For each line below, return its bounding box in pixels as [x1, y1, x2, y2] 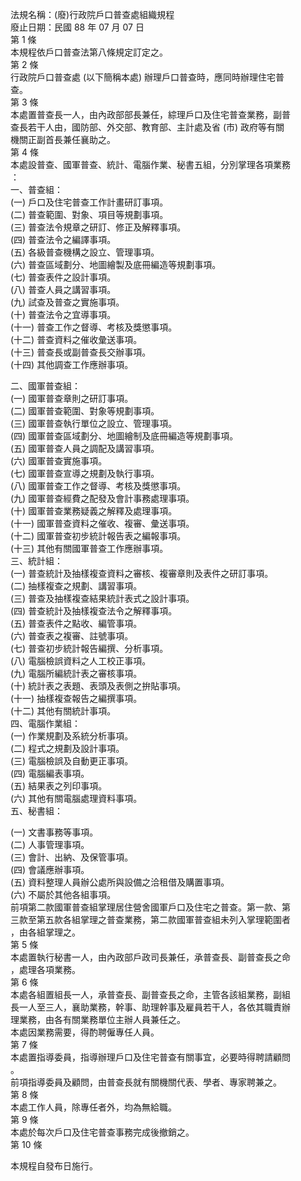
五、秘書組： [10, 805, 63, 817]
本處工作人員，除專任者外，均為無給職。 [10, 1101, 177, 1113]
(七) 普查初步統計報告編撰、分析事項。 [10, 643, 169, 654]
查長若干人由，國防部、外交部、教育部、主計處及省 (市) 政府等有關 [10, 121, 285, 133]
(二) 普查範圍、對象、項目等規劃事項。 [10, 209, 169, 220]
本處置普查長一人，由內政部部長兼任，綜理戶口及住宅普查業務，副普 [10, 109, 291, 120]
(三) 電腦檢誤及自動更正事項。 [10, 755, 134, 767]
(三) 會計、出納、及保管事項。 [10, 851, 134, 863]
